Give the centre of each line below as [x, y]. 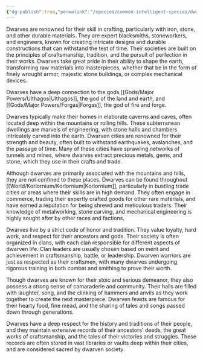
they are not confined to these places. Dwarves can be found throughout [97, 179]
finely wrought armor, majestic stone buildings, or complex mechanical [94, 74]
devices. [17, 80]
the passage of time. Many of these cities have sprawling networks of [93, 148]
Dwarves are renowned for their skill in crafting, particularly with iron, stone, [101, 29]
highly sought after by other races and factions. [66, 218]
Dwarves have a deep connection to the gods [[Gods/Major [80, 92]
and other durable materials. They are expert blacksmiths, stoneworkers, [97, 35]
